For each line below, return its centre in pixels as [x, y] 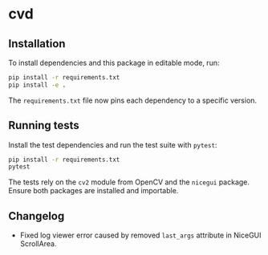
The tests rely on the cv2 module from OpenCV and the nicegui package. [129, 182]
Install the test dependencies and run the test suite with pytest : [113, 144]
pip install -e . [37, 85]
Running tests [44, 125]
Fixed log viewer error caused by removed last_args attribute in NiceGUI [141, 235]
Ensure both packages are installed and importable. [93, 191]
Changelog [37, 216]
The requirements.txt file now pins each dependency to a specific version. [133, 100]
